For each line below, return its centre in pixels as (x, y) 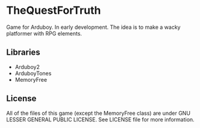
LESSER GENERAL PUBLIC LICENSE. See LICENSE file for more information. (100, 119)
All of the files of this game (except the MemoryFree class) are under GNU (98, 113)
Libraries (23, 53)
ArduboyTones (33, 73)
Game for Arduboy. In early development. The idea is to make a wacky (93, 27)
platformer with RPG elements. (44, 33)
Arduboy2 (27, 67)
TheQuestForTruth (54, 11)
